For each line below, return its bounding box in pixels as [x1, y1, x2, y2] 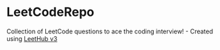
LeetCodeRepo [6, 4, 95, 20]
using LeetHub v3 [6, 34, 58, 42]
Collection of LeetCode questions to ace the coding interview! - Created [6, 27, 214, 35]
